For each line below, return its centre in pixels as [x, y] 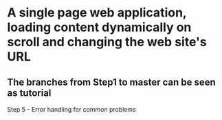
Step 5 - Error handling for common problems [71, 109]
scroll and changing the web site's [107, 42]
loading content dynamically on [99, 27]
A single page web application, [97, 13]
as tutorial [29, 93]
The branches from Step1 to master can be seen [112, 82]
